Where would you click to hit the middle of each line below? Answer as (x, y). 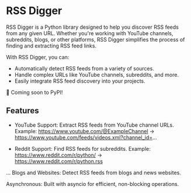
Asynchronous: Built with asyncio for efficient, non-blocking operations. (93, 184)
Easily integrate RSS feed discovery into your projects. (80, 81)
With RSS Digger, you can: (38, 57)
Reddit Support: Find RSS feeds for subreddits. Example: (82, 148)
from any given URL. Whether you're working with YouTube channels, (90, 33)
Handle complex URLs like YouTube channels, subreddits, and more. (97, 75)
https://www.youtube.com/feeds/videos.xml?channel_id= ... (86, 137)
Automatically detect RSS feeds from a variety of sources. (84, 68)
